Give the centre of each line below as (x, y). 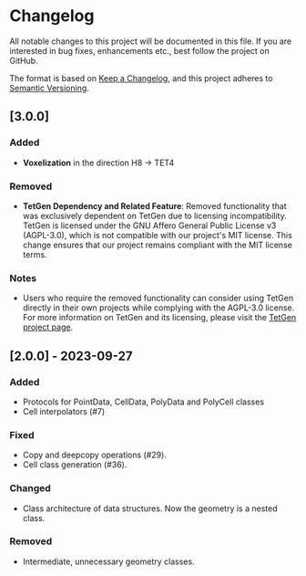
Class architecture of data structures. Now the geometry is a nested (150, 508)
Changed (31, 488)
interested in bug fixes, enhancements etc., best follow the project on (140, 50)
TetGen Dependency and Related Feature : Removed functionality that (154, 205)
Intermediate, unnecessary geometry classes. (108, 561)
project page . (48, 327)
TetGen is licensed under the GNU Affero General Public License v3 (149, 225)
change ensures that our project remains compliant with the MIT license (158, 245)
